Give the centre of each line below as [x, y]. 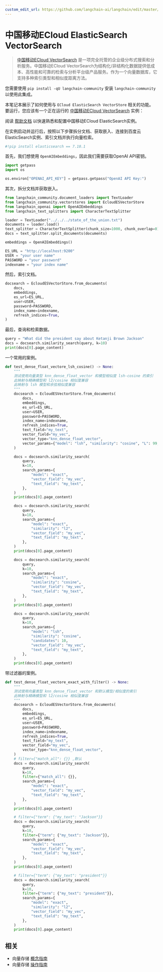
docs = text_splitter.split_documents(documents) [56, 234]
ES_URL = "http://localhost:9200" [40, 251]
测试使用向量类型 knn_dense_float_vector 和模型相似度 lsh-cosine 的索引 [84, 376]
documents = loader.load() [32, 224]
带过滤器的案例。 [22, 673]
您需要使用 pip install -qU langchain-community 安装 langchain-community [81, 88]
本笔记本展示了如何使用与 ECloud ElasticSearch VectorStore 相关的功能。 [79, 104]
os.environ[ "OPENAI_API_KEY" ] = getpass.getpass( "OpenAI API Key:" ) [76, 179]
